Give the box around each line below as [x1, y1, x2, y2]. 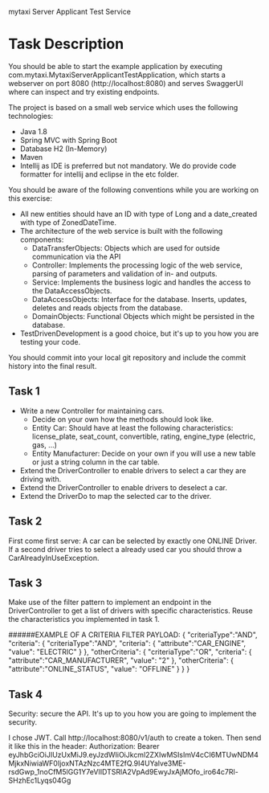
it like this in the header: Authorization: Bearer [8, 742, 160, 751]
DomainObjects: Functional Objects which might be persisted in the [31, 311, 255, 321]
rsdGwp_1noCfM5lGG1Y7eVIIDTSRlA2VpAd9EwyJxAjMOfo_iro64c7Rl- [8, 767, 238, 777]
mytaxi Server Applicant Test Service [8, 7, 131, 16]
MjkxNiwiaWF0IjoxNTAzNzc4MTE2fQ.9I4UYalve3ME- [8, 758, 186, 768]
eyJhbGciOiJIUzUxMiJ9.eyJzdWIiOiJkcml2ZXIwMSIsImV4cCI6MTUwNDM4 [8, 750, 259, 760]
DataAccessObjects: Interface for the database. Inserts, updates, [31, 294, 247, 304]
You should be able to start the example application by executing [8, 61, 223, 71]
